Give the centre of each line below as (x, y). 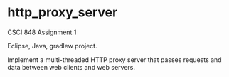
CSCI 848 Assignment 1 (42, 32)
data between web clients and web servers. (71, 67)
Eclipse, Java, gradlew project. (52, 46)
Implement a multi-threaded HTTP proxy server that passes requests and (114, 60)
